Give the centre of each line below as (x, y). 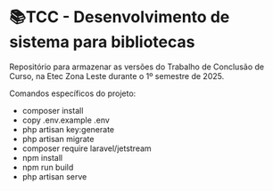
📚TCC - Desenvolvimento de (120, 17)
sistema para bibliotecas (102, 42)
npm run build (48, 167)
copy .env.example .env (66, 120)
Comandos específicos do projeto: (73, 93)
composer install (53, 110)
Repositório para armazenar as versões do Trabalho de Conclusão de (137, 67)
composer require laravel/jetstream (87, 148)
